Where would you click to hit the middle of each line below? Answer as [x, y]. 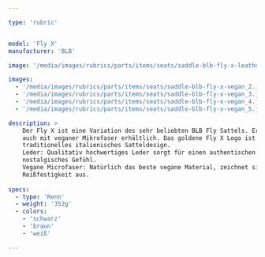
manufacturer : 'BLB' [42, 51]
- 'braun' [39, 226]
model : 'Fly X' [33, 43]
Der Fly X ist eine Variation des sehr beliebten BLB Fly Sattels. [135, 130]
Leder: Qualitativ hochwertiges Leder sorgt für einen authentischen [139, 153]
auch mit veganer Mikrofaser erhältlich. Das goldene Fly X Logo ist [139, 138]
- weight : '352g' [44, 204]
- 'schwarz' [42, 219]
